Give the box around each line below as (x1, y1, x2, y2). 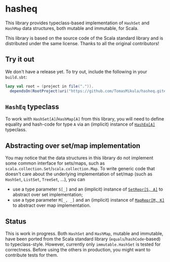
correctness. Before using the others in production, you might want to (5, 246, 151, 252)
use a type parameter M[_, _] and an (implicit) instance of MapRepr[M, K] (12, 197, 165, 203)
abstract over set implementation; (12, 192, 83, 198)
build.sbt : (5, 74, 27, 80)
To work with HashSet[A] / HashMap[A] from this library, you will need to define (5, 116, 164, 122)
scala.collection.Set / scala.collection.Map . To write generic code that (5, 166, 155, 172)
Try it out (5, 55, 34, 64)
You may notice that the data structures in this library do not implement (5, 155, 153, 161)
